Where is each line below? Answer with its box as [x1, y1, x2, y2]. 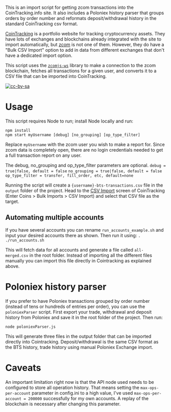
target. [5, 198, 19, 204]
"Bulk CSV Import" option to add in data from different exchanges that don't [5, 47, 165, 53]
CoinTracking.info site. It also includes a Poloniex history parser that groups [5, 10, 164, 16]
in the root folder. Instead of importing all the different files [29, 252, 152, 258]
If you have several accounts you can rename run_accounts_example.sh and [5, 226, 164, 233]
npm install [5, 128, 31, 133]
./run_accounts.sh [5, 238, 44, 243]
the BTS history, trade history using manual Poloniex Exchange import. [5, 344, 153, 350]
